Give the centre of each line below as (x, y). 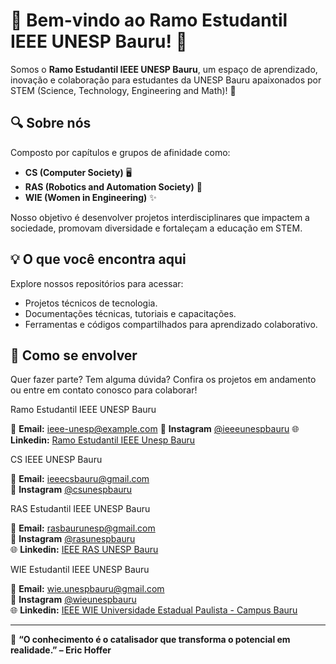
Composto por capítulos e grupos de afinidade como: (120, 152)
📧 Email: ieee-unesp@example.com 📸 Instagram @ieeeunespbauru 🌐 (155, 429)
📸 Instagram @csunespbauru (71, 490)
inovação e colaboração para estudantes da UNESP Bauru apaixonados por (166, 80)
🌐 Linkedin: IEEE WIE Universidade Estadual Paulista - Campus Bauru (154, 610)
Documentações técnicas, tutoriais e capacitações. (130, 313)
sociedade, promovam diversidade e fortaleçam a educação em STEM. (156, 228)
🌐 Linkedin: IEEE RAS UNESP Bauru (84, 550)
